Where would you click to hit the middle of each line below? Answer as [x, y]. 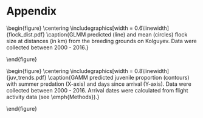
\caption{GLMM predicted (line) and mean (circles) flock [117, 34]
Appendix [31, 11]
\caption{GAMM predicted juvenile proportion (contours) [119, 77]
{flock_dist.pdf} [26, 34]
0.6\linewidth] [152, 28]
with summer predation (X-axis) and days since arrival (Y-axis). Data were [99, 84]
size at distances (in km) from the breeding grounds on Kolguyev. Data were [101, 41]
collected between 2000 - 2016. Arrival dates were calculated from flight [97, 90]
